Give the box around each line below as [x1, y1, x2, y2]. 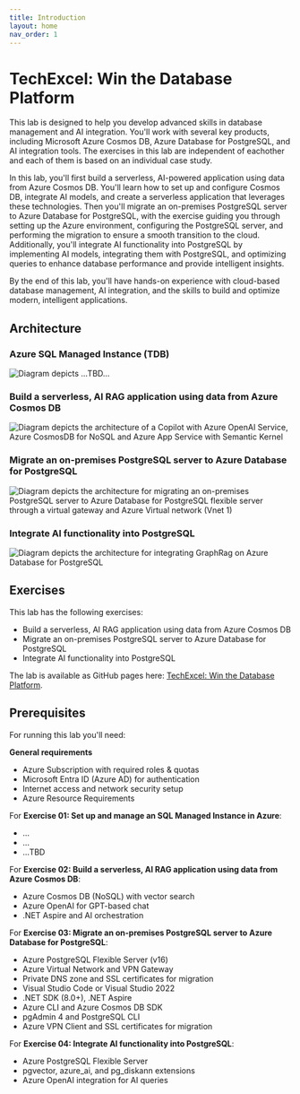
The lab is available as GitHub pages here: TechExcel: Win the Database [9, 670, 275, 681]
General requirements [9, 746, 93, 758]
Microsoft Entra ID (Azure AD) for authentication [21, 773, 200, 785]
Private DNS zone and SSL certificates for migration [21, 973, 214, 984]
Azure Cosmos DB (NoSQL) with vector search [21, 890, 195, 901]
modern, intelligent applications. [9, 295, 128, 306]
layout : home [9, 22, 58, 30]
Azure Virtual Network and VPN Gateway [21, 963, 174, 974]
